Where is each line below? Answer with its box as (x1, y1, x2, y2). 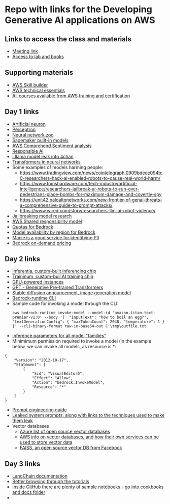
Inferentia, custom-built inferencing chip (12, 268, 97, 274)
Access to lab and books (12, 53, 64, 60)
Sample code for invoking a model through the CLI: (12, 300, 119, 306)
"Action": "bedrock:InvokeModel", (31, 380, 105, 385)
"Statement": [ (14, 362, 46, 368)
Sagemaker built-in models (12, 137, 69, 143)
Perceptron (12, 126, 36, 132)
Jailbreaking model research (12, 213, 72, 219)
